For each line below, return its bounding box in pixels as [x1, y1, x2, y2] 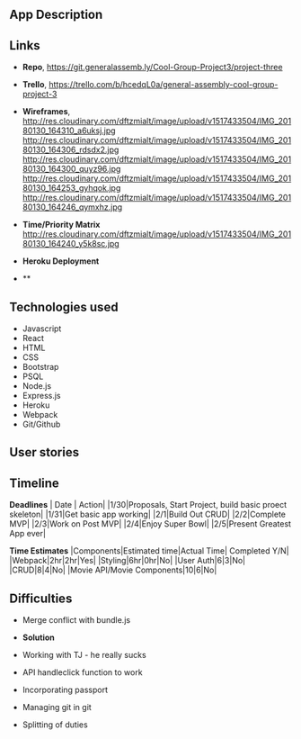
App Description [9, 7, 103, 23]
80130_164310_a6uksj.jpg [22, 125, 116, 136]
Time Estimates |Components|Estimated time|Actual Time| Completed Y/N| [9, 545, 289, 556]
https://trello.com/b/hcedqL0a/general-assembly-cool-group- [49, 79, 279, 90]
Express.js [22, 391, 61, 401]
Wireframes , [22, 106, 71, 117]
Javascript [22, 323, 62, 334]
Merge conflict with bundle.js [22, 615, 131, 626]
